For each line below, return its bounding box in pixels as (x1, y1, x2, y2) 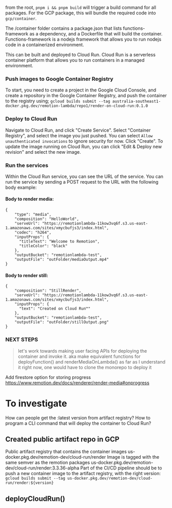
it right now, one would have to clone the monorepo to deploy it (17, 364, 152, 370)
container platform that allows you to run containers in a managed (5, 57, 145, 63)
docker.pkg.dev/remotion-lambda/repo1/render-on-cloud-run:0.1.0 (5, 103, 148, 108)
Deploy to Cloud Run (5, 115, 58, 122)
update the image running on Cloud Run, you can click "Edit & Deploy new (5, 143, 162, 150)
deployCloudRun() (5, 494, 66, 503)
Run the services (5, 161, 49, 169)
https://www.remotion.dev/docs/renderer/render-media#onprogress (5, 379, 150, 386)
